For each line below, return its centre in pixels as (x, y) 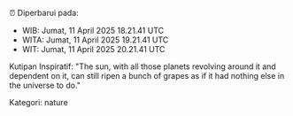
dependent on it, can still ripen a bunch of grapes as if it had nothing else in (147, 76)
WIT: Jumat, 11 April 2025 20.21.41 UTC (93, 49)
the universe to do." (45, 85)
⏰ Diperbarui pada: (44, 13)
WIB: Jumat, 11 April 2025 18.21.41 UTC (93, 31)
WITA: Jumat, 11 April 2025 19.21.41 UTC (95, 40)
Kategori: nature (39, 102)
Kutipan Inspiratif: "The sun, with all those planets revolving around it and (143, 66)
